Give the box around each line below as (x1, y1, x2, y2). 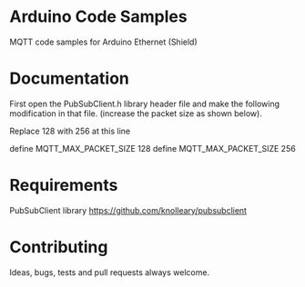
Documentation (9, 68, 130, 89)
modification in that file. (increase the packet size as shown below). (9, 107, 262, 119)
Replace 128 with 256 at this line (9, 125, 130, 136)
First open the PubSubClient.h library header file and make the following (9, 98, 280, 109)
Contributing (9, 237, 108, 257)
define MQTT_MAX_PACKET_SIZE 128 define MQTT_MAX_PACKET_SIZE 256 (9, 143, 296, 153)
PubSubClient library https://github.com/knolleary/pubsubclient (9, 204, 248, 215)
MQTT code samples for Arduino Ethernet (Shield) (9, 36, 198, 47)
